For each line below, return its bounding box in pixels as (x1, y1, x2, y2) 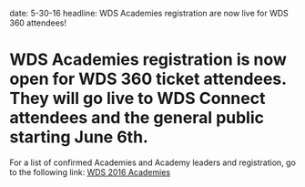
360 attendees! (9, 17, 66, 28)
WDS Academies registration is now (9, 49, 287, 70)
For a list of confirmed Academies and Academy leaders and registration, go (9, 157, 296, 168)
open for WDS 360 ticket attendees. (9, 68, 287, 89)
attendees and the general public (9, 108, 265, 129)
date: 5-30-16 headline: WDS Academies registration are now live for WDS (9, 8, 289, 18)
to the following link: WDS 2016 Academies (9, 166, 171, 177)
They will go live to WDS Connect (9, 88, 266, 109)
